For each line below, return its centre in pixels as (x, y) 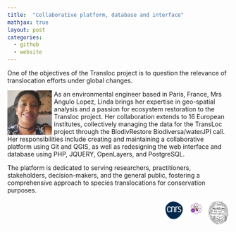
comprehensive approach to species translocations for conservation (106, 183)
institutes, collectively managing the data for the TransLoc (138, 124)
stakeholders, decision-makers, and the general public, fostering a (104, 175)
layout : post (26, 30)
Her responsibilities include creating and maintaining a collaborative (106, 139)
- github (26, 45)
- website (28, 52)
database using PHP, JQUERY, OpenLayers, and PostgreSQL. (96, 154)
